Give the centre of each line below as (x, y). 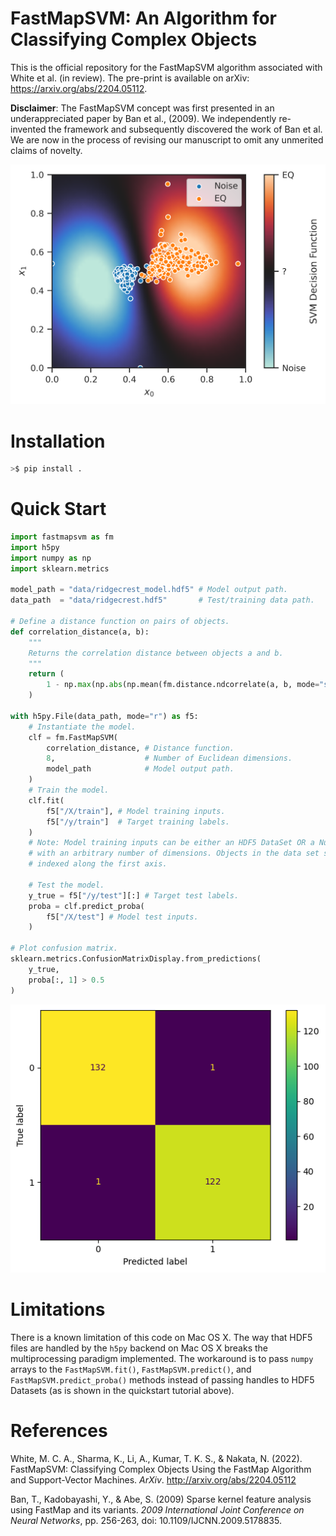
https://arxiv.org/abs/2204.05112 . (79, 88)
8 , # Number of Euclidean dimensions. (169, 758)
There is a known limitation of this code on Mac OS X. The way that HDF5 (161, 1337)
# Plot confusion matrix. (64, 948)
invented (28, 129)
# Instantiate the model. (82, 727)
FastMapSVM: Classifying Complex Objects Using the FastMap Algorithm (161, 1469)
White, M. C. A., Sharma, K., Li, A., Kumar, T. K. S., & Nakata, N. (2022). (156, 1458)
